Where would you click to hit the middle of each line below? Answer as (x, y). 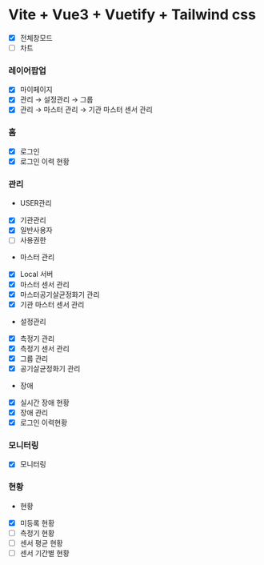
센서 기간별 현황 (44, 553)
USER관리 (36, 203)
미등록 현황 (37, 523)
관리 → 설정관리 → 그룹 (56, 100)
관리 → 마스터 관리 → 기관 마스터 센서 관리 (86, 110)
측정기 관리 (37, 339)
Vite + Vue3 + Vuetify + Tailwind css (132, 15)
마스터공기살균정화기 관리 (60, 295)
